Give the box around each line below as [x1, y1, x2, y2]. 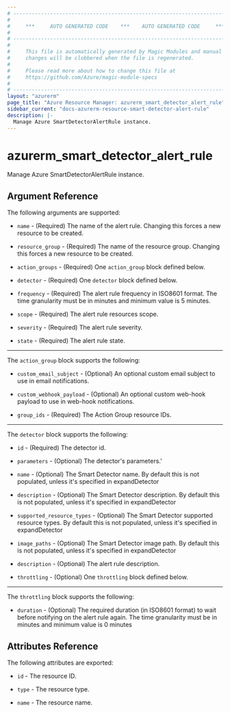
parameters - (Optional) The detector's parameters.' [16, 457, 162, 465]
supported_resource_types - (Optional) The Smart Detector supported [16, 511, 214, 519]
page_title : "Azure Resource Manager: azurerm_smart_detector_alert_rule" [7, 99, 225, 106]
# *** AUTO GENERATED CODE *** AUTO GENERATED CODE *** [7, 23, 225, 29]
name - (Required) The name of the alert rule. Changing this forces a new [16, 222, 221, 230]
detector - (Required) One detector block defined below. [16, 276, 178, 284]
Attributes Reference [7, 640, 99, 652]
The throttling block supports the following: [7, 593, 135, 601]
